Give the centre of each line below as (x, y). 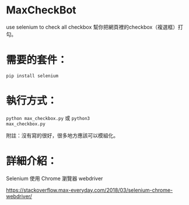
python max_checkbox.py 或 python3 (48, 118)
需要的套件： (37, 60)
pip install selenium (32, 76)
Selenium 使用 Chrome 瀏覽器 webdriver (55, 178)
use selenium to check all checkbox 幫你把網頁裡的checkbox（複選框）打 (95, 27)
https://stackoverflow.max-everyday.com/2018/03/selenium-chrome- (90, 190)
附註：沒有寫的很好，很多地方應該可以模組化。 (62, 135)
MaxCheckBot (41, 10)
